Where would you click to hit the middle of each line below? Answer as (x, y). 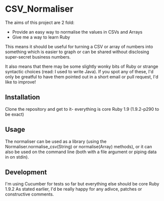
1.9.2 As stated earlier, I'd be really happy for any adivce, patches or (74, 189)
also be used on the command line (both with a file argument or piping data (81, 152)
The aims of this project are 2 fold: (40, 22)
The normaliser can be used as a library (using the (56, 141)
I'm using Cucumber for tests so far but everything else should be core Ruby (82, 184)
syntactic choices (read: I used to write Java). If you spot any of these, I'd (79, 71)
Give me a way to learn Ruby (41, 37)
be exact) (15, 114)
